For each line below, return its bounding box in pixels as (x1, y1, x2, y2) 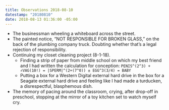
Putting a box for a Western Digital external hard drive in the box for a (20, 73, 164, 79)
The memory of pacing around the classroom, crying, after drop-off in (12, 89, 158, 95)
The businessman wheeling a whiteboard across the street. (12, 31, 136, 37)
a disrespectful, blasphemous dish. (20, 83, 93, 89)
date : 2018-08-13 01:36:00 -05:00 (5, 17, 78, 22)
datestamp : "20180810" (5, 12, 53, 17)
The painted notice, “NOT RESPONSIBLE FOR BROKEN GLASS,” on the (12, 36, 160, 42)
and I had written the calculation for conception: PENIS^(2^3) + (20, 63, 151, 69)
